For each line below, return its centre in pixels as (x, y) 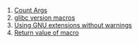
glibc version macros (44, 18)
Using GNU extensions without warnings (73, 25)
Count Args (31, 10)
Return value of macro (46, 32)
